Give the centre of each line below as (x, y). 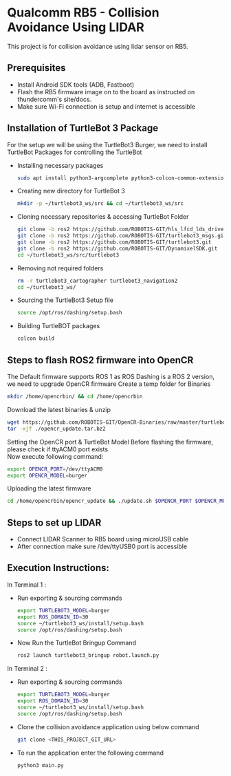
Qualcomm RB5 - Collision (83, 13)
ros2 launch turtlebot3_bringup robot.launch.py (88, 656)
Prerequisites (36, 68)
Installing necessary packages (60, 165)
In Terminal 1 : (27, 584)
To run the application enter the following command (90, 753)
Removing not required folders (60, 268)
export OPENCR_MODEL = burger (47, 475)
